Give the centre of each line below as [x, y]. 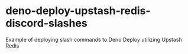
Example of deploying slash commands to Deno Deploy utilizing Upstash [94, 39]
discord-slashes [47, 23]
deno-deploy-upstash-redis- [78, 11]
